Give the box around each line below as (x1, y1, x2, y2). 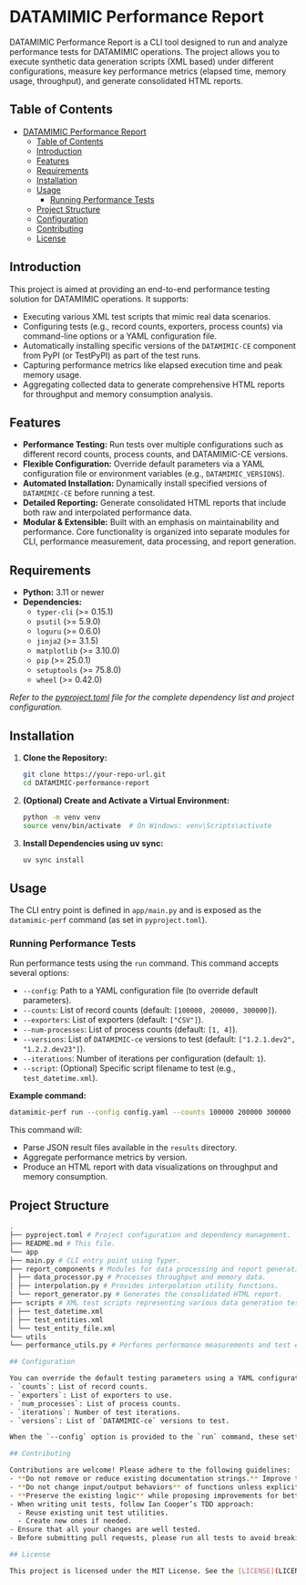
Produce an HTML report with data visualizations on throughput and (22, 1161, 279, 1172)
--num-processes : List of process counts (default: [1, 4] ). (22, 1024, 239, 1035)
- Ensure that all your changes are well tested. (9, 1525, 202, 1535)
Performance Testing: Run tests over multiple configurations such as (22, 439, 284, 450)
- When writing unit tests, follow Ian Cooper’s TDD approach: (9, 1499, 255, 1508)
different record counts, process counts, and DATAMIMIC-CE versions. (22, 449, 289, 460)
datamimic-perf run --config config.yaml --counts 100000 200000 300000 (9, 1107, 291, 1118)
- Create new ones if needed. (17, 1517, 132, 1526)
